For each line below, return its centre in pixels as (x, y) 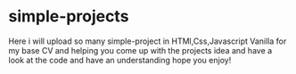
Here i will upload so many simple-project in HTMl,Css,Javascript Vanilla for (148, 41)
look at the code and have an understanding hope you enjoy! (120, 60)
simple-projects (69, 16)
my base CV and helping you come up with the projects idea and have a (140, 50)
